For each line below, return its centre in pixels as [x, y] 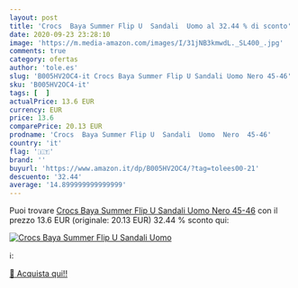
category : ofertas [44, 59]
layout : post [34, 18]
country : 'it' [36, 143]
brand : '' [28, 160]
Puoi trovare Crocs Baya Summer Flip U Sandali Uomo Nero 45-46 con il [144, 211]
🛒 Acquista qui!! [39, 274]
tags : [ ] [30, 93]
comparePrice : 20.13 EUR [56, 127]
